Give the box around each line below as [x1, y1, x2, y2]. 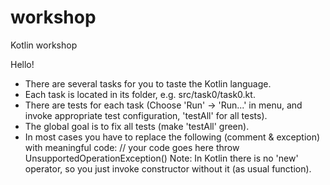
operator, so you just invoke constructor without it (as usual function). [24, 162, 312, 175]
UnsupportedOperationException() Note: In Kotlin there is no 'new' [24, 152, 299, 164]
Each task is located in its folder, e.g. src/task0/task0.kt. [24, 88, 256, 100]
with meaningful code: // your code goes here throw [24, 141, 240, 153]
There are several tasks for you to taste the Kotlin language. [24, 77, 272, 90]
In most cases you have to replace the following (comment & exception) [24, 131, 321, 143]
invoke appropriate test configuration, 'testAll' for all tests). [24, 109, 268, 121]
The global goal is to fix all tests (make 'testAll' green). [24, 120, 250, 132]
